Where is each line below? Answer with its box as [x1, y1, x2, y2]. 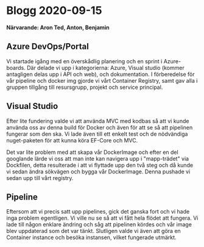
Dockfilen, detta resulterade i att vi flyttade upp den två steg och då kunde [6, 161, 194, 169]
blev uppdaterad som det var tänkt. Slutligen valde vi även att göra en [6, 228, 181, 235]
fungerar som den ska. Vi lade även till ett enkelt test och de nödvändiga [6, 130, 188, 137]
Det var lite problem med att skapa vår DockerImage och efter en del [6, 148, 178, 156]
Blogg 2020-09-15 [6, 4, 102, 18]
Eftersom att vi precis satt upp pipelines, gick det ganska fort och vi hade [6, 208, 190, 215]
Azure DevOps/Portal [6, 41, 90, 52]
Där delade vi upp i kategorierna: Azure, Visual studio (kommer [26, 64, 185, 71]
